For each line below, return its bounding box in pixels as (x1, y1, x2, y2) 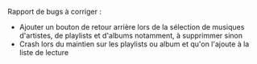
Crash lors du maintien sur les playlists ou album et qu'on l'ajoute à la (19, 39, 250, 49)
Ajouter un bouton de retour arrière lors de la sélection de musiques (19, 22, 245, 31)
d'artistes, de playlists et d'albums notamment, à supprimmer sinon (19, 31, 243, 40)
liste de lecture (19, 48, 69, 57)
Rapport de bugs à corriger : (7, 7, 102, 16)
